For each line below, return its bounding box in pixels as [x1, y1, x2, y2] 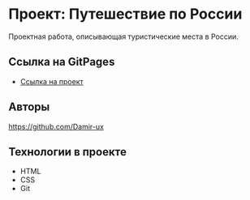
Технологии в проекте [8, 145, 127, 159]
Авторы [8, 100, 50, 114]
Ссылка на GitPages [8, 55, 115, 69]
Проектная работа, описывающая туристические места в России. [8, 32, 239, 41]
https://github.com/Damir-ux [8, 121, 104, 131]
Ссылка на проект [19, 76, 84, 86]
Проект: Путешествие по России [8, 5, 243, 23]
